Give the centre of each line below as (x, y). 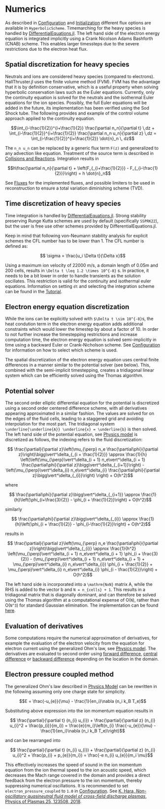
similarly (14, 509)
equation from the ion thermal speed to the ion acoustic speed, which (76, 770)
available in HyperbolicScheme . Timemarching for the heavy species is (75, 28)
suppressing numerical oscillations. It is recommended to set (67, 785)
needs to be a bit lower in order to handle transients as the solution (73, 275)
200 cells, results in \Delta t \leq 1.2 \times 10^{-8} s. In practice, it (77, 270)
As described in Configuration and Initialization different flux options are (78, 23)
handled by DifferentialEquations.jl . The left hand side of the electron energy (82, 33)
